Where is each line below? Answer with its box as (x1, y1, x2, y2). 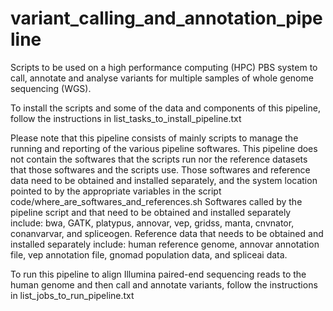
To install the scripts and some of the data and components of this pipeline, (10, 102, 321, 114)
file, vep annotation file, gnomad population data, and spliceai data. (10, 248, 288, 261)
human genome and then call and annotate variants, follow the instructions (10, 278, 318, 291)
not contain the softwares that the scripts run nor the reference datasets (10, 153, 308, 165)
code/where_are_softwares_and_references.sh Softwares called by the (10, 195, 303, 207)
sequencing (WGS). (10, 82, 92, 94)
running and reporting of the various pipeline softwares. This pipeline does (10, 142, 318, 154)
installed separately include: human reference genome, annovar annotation (10, 238, 320, 250)
